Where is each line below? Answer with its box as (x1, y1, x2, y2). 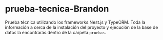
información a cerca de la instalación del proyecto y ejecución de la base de (5, 24, 158, 30)
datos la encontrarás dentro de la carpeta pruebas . (5, 29, 106, 35)
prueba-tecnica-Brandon (5, 3, 109, 14)
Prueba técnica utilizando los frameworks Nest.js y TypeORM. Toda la (5, 19, 145, 25)
